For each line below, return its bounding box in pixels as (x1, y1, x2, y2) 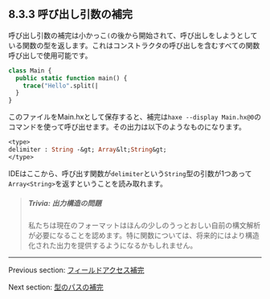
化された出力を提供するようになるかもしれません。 (27, 240, 198, 250)
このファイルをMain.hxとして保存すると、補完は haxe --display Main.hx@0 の (8, 112, 261, 122)
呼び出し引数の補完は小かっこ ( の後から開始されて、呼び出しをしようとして (8, 31, 258, 40)
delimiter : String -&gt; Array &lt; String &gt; (8, 145, 167, 154)
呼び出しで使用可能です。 (8, 51, 92, 60)
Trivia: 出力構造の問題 (27, 199, 102, 208)
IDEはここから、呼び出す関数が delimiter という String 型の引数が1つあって (8, 168, 252, 178)
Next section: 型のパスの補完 (8, 282, 104, 292)
